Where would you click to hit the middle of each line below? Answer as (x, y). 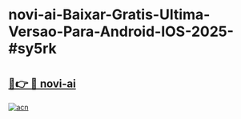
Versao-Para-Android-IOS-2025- (121, 32)
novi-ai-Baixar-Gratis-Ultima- (109, 15)
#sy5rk (33, 49)
